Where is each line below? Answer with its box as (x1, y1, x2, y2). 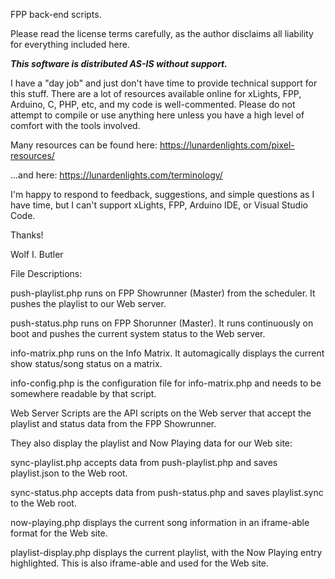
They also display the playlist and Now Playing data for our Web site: (10, 437, 293, 449)
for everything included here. (10, 39, 130, 50)
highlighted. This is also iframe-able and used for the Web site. (10, 557, 270, 569)
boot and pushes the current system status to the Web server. (10, 328, 266, 339)
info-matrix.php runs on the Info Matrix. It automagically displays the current (10, 347, 325, 359)
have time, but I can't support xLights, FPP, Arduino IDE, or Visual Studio (10, 199, 308, 211)
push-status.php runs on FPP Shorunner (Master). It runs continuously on (10, 317, 314, 329)
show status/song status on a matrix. (10, 358, 163, 369)
